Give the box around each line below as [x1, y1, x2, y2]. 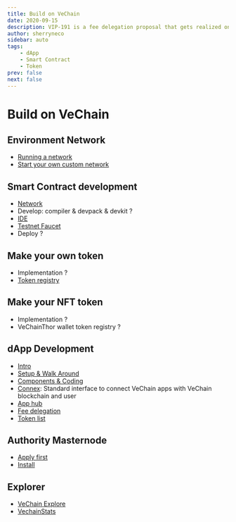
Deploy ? [17, 230, 44, 238]
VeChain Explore [17, 499, 66, 508]
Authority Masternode [7, 435, 107, 447]
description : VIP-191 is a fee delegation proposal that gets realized [7, 23, 221, 30]
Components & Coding [17, 376, 84, 385]
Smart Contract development [7, 180, 138, 192]
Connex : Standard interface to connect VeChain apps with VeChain [17, 384, 212, 392]
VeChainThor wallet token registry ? [17, 322, 121, 331]
